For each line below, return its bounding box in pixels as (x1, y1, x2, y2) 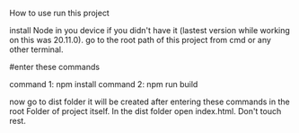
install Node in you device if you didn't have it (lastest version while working (9, 25, 290, 35)
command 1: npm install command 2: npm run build (9, 79, 198, 89)
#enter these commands (9, 62, 101, 72)
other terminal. (9, 44, 64, 55)
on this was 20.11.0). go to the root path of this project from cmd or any (9, 35, 272, 45)
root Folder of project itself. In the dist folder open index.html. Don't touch (9, 106, 282, 116)
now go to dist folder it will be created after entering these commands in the (9, 96, 290, 107)
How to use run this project (9, 8, 110, 18)
